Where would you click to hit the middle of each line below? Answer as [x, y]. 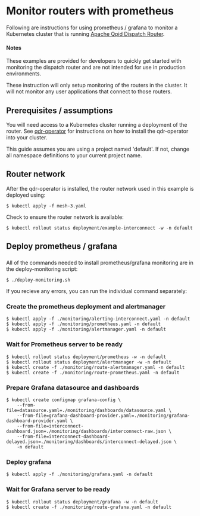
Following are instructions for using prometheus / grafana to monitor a [92, 28]
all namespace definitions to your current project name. [74, 155]
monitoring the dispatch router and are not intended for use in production [96, 68]
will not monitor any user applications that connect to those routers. [89, 91]
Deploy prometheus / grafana [62, 246]
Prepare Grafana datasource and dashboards [73, 387]
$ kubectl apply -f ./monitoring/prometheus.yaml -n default [84, 324]
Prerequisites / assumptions [60, 110]
